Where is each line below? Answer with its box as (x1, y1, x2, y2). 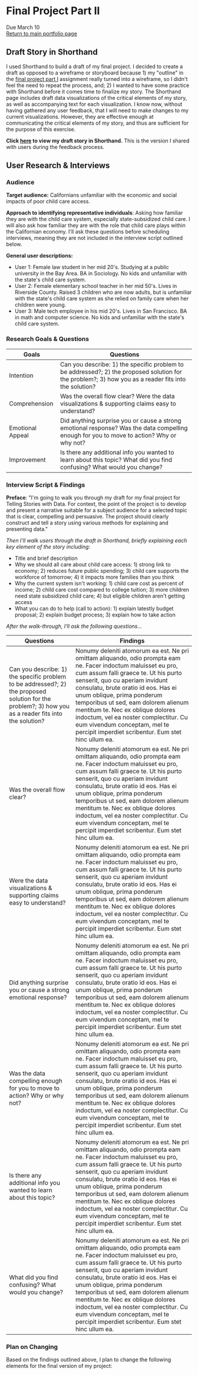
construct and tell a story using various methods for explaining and (6, 519, 169, 527)
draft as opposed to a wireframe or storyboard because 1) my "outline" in (6, 69, 184, 76)
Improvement (9, 455, 46, 463)
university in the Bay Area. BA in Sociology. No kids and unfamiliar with (14, 270, 187, 277)
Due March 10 (6, 24, 40, 31)
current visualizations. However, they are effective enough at (6, 113, 154, 120)
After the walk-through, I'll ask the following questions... (6, 622, 143, 630)
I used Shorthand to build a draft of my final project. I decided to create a (6, 63, 183, 70)
